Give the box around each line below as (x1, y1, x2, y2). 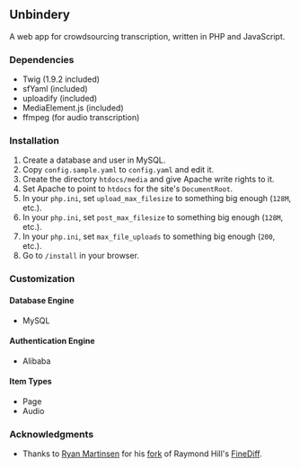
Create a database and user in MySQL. (22, 155, 166, 165)
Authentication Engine (9, 336, 95, 347)
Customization (9, 273, 75, 286)
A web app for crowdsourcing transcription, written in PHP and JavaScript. (9, 31, 286, 41)
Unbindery (9, 7, 70, 22)
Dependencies (9, 53, 75, 66)
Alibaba (22, 355, 51, 366)
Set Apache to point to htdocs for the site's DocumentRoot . (22, 183, 234, 194)
